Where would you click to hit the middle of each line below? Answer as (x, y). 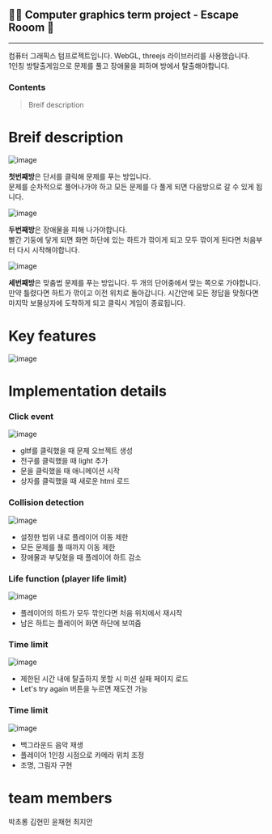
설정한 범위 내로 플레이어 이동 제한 (74, 537)
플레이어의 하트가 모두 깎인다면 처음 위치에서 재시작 (101, 613)
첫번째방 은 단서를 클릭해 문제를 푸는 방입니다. (80, 177)
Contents (27, 87)
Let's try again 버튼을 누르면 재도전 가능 (84, 689)
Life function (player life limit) (68, 578)
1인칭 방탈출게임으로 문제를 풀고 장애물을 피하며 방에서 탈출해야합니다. (119, 66)
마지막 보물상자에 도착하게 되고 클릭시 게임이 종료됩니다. (97, 303)
